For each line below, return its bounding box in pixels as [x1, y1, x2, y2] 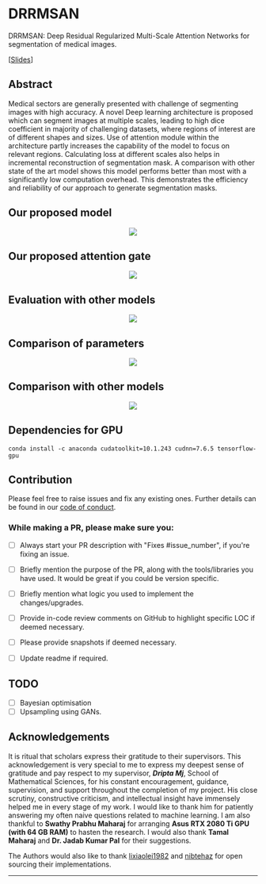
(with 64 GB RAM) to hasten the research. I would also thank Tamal [8, 827, 230, 836]
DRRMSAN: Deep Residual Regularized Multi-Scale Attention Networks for [8, 31, 250, 40]
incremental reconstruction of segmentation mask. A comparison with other [8, 158, 255, 167]
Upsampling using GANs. [19, 706, 102, 716]
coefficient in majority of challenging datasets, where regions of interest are [8, 124, 256, 133]
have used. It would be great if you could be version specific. [19, 573, 219, 583]
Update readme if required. [19, 653, 108, 663]
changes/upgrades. [19, 598, 85, 607]
